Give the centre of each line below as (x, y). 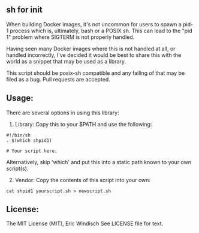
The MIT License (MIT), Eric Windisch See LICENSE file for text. (85, 223)
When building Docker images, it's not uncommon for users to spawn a (94, 24)
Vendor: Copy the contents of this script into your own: (83, 180)
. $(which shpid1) (29, 140)
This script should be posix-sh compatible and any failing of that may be (95, 73)
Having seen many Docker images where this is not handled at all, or (91, 49)
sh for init (25, 10)
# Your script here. (32, 151)
